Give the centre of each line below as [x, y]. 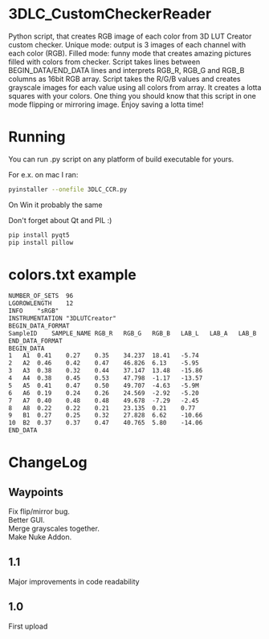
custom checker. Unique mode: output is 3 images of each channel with [127, 44]
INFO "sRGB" [34, 311]
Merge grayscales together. [54, 529]
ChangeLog [48, 463]
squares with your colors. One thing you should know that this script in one [132, 96]
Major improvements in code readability [74, 581]
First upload [28, 626]
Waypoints [36, 492]
